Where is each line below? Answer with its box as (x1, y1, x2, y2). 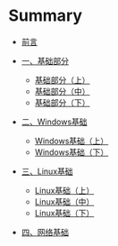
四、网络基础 (21, 226, 69, 237)
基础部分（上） (34, 74, 90, 86)
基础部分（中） (34, 86, 90, 96)
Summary (8, 5, 82, 26)
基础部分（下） (34, 96, 90, 108)
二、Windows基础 (21, 116, 88, 127)
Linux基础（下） (34, 207, 95, 218)
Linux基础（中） (34, 196, 95, 207)
